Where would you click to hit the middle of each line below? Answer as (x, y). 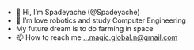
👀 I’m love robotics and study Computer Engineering (101, 20)
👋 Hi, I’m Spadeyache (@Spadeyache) (78, 12)
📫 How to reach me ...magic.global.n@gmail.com (97, 37)
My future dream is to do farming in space (84, 29)
